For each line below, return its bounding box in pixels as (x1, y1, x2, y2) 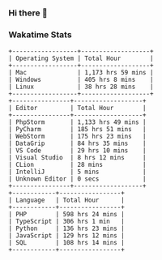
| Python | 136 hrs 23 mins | (8, 224, 126, 233)
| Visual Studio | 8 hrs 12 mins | (8, 154, 147, 162)
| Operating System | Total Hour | (8, 54, 154, 63)
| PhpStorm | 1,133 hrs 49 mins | (8, 118, 147, 126)
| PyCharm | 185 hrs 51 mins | (8, 126, 147, 134)
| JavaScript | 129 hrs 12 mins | (8, 232, 126, 240)
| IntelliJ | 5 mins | (8, 168, 147, 177)
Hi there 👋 (8, 7, 49, 19)
